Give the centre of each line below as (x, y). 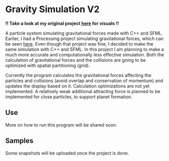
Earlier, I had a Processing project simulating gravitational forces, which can (84, 38)
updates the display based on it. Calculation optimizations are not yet (77, 86)
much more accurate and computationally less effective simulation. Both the (85, 55)
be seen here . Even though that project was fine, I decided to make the (79, 44)
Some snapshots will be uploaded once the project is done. (67, 153)
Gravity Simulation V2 (53, 9)
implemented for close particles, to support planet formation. (69, 97)
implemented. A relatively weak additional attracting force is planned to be (83, 91)
